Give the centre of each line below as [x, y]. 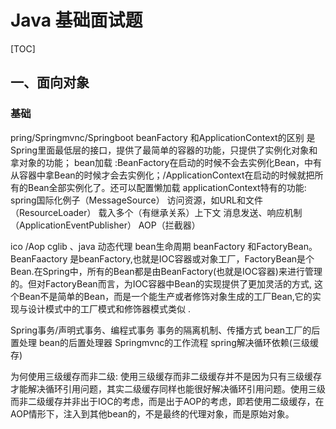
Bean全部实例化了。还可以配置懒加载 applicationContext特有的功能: [167, 187]
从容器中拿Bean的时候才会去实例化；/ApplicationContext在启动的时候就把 [162, 175]
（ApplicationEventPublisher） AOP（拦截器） [105, 225]
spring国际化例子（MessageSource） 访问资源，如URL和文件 [136, 200]
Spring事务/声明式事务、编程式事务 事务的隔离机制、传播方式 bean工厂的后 [165, 330]
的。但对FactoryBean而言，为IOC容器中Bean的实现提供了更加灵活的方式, [161, 283]
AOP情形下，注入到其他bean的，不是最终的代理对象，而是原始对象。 [152, 413]
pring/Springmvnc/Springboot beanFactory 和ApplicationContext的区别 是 [163, 137]
